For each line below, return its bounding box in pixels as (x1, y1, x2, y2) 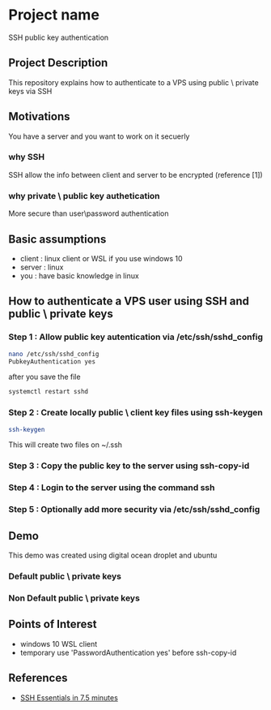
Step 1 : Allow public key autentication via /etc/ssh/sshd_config (8, 331, 264, 342)
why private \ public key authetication (8, 190, 160, 201)
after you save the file (8, 372, 81, 382)
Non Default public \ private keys (8, 592, 140, 604)
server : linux (19, 262, 64, 272)
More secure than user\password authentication (8, 209, 169, 218)
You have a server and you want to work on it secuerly (8, 131, 190, 141)
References (8, 671, 68, 685)
